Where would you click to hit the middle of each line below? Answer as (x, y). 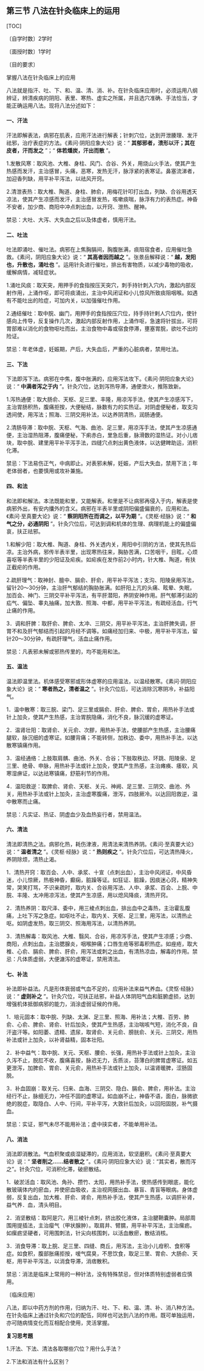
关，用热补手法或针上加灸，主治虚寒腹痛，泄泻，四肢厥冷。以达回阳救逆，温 (102, 794)
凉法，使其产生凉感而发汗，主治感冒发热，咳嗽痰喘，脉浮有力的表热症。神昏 (102, 199)
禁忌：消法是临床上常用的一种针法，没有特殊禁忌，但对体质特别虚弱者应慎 (99, 1274)
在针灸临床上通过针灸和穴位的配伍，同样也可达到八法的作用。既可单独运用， (102, 1315)
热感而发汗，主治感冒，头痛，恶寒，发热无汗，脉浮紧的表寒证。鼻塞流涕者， (102, 171)
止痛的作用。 (22, 610)
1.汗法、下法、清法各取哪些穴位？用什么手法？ (64, 1349)
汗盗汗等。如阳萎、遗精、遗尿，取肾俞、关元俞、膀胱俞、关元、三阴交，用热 (102, 1032)
